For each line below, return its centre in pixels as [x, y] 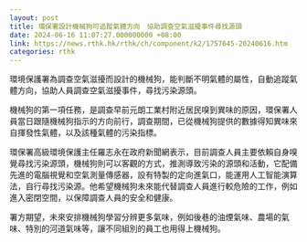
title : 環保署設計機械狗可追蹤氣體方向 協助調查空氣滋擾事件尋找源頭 [126, 26]
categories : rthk [42, 52]
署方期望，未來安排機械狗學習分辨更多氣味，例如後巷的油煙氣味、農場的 [145, 217]
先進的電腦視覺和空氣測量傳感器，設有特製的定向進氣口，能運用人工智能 [145, 175]
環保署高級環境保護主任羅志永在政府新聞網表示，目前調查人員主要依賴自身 [149, 153]
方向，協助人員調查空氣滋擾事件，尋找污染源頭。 [109, 90]
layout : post [34, 18]
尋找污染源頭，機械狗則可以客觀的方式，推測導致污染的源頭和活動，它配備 [157, 163]
